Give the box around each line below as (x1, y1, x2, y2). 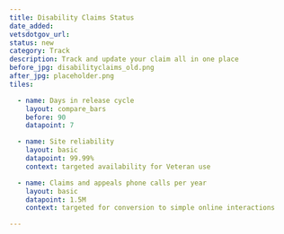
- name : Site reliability (17, 137, 115, 146)
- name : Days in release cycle (17, 96, 135, 105)
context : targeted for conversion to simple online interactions (25, 204, 276, 212)
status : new (9, 38, 54, 48)
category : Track (9, 47, 70, 56)
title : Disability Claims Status (9, 13, 135, 22)
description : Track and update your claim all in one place (9, 55, 240, 64)
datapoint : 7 (25, 121, 75, 130)
